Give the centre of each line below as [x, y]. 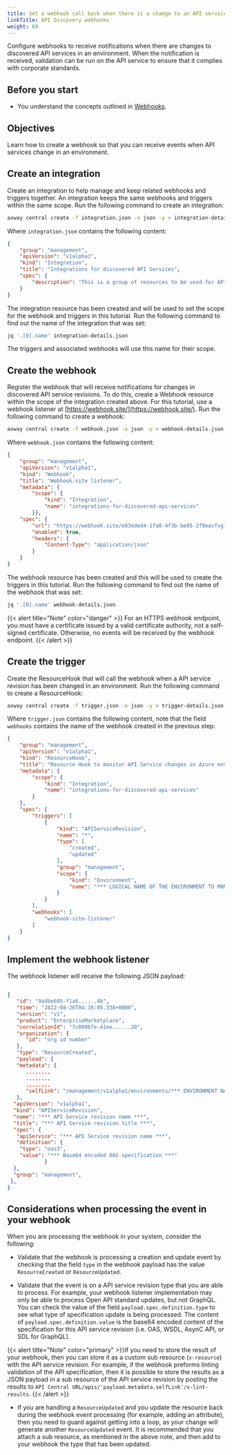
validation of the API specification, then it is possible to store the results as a [116, 1372]
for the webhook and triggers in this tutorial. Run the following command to [114, 316]
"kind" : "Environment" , [103, 880]
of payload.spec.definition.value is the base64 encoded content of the [120, 1322]
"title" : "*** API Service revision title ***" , [85, 1123]
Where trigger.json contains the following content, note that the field [107, 719]
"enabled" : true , [57, 532]
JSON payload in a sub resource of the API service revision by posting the [113, 1380]
